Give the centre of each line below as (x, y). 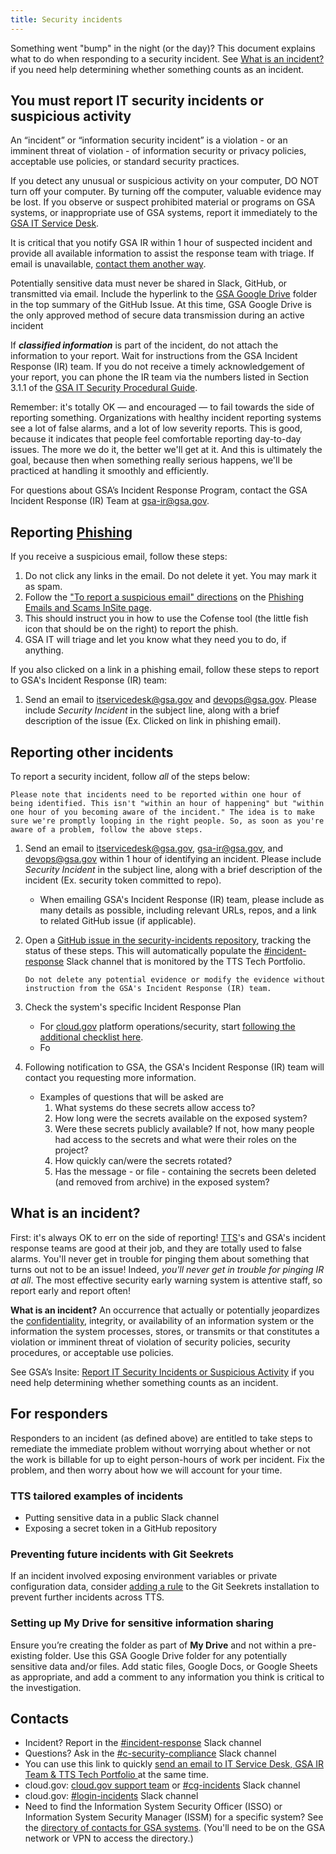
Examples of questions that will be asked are (131, 1097)
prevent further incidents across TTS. (87, 1597)
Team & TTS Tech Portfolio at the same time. (117, 1775)
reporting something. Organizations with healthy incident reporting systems (166, 418)
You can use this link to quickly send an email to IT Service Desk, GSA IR (174, 1764)
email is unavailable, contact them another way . (108, 264)
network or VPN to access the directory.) (109, 1838)
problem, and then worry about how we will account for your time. (146, 1470)
